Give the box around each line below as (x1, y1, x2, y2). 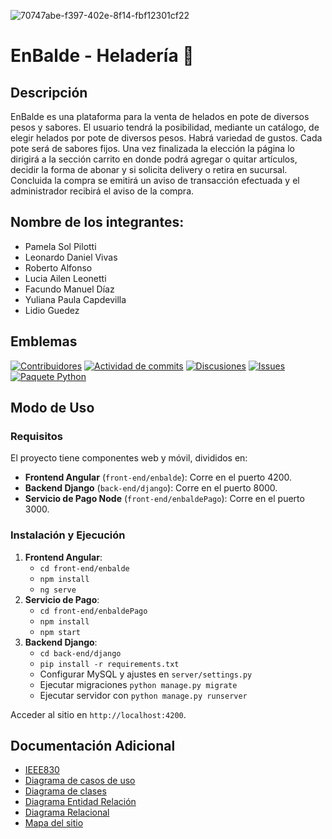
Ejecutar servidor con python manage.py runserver (39, 689, 248, 701)
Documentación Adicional (10, 738, 176, 754)
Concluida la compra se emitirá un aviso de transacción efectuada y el (10, 175, 300, 186)
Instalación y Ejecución (10, 528, 126, 542)
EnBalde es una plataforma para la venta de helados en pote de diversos (10, 111, 310, 122)
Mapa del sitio (24, 817, 84, 829)
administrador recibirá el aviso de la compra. (10, 185, 195, 197)
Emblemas (10, 333, 78, 350)
